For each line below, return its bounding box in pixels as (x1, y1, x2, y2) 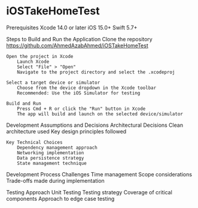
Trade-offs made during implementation (6, 177, 105, 184)
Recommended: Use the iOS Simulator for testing (17, 90, 141, 96)
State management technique (17, 160, 87, 166)
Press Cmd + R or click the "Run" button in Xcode (17, 106, 146, 112)
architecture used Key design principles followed (6, 127, 127, 135)
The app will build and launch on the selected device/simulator (17, 111, 184, 117)
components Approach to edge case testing (6, 195, 115, 202)
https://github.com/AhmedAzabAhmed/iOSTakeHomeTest (6, 42, 148, 49)
